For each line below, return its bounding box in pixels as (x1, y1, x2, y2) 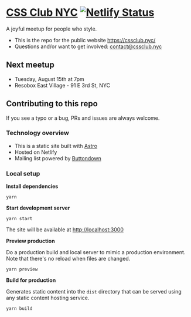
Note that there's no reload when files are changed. (6, 255, 131, 262)
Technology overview (6, 129, 69, 137)
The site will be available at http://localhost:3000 (6, 226, 124, 233)
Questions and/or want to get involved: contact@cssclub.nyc (14, 43, 162, 50)
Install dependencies (6, 183, 59, 190)
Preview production (6, 238, 55, 245)
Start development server (6, 204, 70, 211)
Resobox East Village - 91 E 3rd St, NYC (14, 82, 110, 89)
